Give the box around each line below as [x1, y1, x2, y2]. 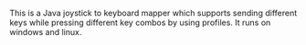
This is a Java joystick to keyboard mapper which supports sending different [9, 8, 298, 18]
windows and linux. [9, 27, 82, 37]
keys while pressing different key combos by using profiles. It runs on [9, 17, 271, 28]
